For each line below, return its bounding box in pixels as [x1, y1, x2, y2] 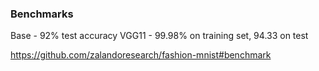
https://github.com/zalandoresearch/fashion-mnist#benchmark [10, 49, 272, 61]
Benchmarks [10, 7, 74, 21]
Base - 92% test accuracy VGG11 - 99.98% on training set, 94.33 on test [10, 30, 309, 42]
